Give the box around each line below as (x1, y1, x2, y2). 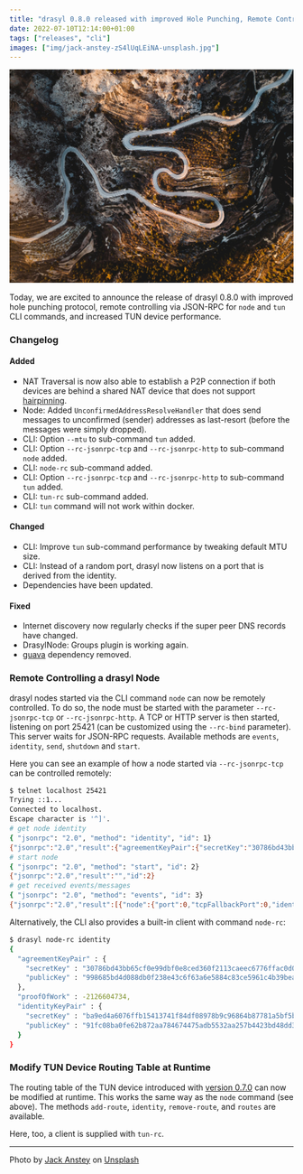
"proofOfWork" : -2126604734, (17, 992, 131, 1002)
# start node (9, 853, 59, 862)
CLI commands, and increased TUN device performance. (9, 311, 222, 321)
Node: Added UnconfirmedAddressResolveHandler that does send (22, 405, 262, 415)
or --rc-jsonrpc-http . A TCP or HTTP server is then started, (55, 712, 280, 722)
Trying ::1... (9, 796, 63, 805)
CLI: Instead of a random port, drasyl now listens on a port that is (22, 561, 264, 572)
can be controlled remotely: (9, 768, 112, 778)
